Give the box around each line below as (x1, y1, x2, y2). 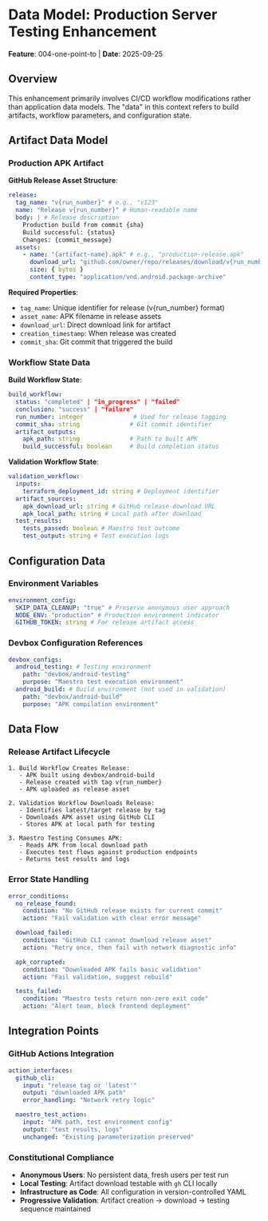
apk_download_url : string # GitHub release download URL (22, 502, 216, 510)
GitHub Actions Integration (8, 1048, 114, 1059)
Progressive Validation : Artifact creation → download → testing (19, 1195, 230, 1205)
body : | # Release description (15, 213, 120, 221)
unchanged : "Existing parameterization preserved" (22, 1133, 195, 1141)
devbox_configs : (8, 656, 62, 664)
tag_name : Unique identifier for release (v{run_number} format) (19, 302, 225, 313)
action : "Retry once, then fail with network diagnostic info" (22, 944, 238, 952)
